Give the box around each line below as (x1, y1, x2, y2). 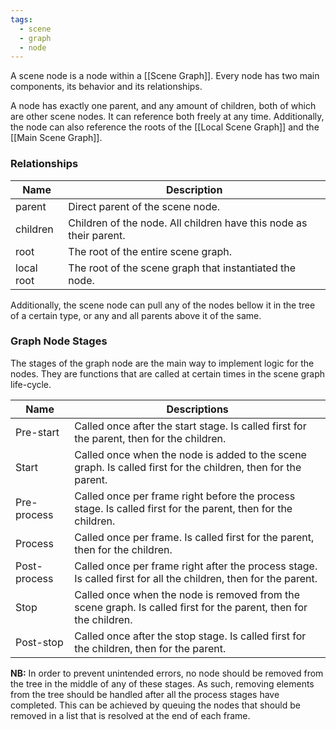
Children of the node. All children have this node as (68, 216, 308, 230)
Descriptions (166, 402, 229, 416)
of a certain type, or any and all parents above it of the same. (10, 309, 262, 321)
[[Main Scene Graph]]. (10, 132, 103, 144)
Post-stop (15, 635, 64, 649)
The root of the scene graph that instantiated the (68, 261, 297, 275)
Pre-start (15, 425, 60, 439)
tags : (10, 14, 33, 25)
